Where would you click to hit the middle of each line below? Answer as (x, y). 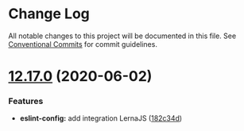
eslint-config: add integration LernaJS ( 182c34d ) (101, 118)
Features (26, 102)
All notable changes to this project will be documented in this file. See (122, 36)
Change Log (49, 14)
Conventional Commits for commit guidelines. (83, 44)
